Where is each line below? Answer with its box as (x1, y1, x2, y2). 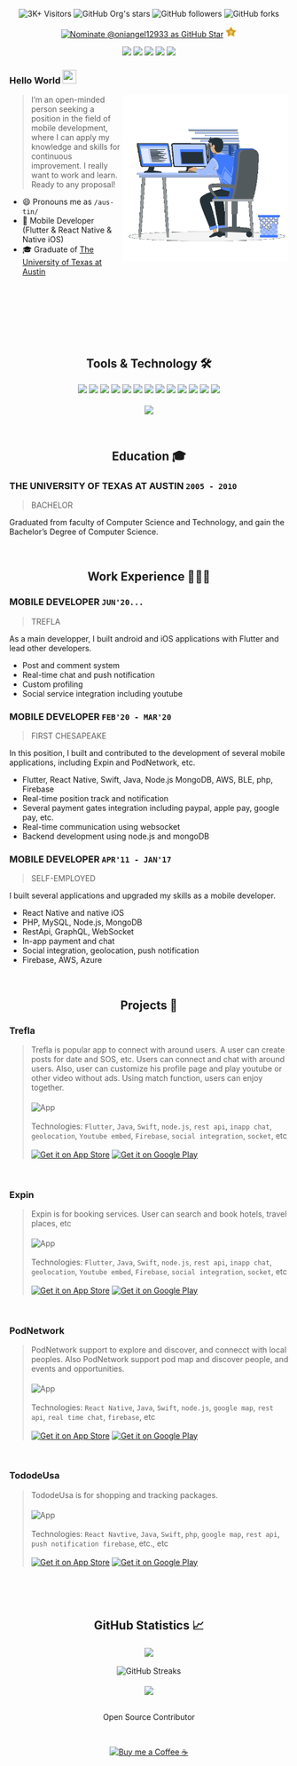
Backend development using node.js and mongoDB (21, 831, 210, 841)
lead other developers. (9, 643, 92, 653)
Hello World (9, 74, 61, 86)
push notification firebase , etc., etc (30, 1538, 169, 1549)
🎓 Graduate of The (21, 244, 95, 255)
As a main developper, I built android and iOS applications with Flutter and (9, 633, 279, 643)
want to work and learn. (30, 170, 118, 181)
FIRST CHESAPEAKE (30, 730, 107, 741)
